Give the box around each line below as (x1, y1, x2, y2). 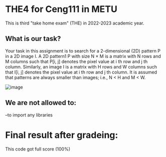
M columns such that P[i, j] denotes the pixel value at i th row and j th (5, 58, 148, 64)
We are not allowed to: (5, 98, 77, 107)
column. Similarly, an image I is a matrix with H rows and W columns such (5, 63, 157, 69)
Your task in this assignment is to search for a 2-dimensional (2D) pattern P (5, 47, 161, 53)
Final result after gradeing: (5, 129, 118, 140)
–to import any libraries (5, 111, 53, 118)
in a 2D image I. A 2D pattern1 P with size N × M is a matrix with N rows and (5, 53, 161, 59)
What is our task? (5, 34, 61, 43)
